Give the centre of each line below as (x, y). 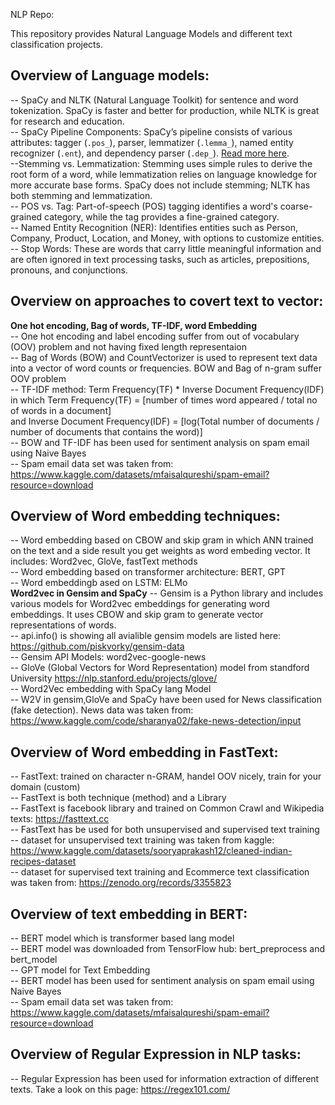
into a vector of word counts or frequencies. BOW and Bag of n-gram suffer (166, 368)
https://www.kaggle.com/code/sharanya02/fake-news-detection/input (156, 721)
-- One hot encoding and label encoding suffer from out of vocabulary (155, 336)
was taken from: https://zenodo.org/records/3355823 (121, 883)
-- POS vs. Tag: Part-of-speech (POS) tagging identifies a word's (144, 206)
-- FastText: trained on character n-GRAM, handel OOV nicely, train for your (166, 776)
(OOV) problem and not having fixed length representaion (129, 346)
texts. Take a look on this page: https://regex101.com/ (120, 1089)
